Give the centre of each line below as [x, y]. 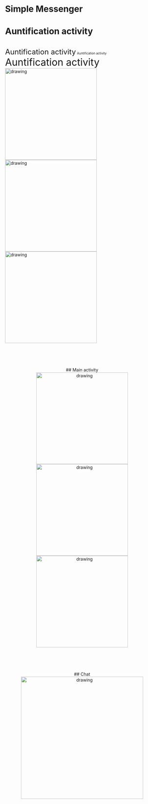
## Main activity [82, 370]
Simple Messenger [44, 9]
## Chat [82, 674]
